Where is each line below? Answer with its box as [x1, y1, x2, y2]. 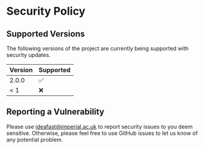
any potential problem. [6, 136, 63, 143]
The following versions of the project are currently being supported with [6, 45, 189, 52]
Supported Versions [6, 29, 85, 39]
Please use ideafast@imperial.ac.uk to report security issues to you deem [6, 123, 193, 130]
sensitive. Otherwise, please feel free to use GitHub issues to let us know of [6, 129, 198, 137]
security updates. [6, 51, 51, 59]
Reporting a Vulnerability [6, 107, 104, 117]
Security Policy [6, 4, 86, 18]
